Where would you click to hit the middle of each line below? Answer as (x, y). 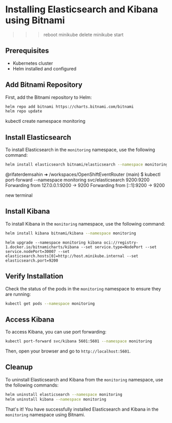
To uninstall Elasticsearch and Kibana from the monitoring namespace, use (84, 379)
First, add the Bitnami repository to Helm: (49, 97)
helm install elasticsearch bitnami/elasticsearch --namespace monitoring (87, 165)
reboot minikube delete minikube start (83, 34)
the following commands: (32, 385)
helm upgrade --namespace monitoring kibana (53, 243)
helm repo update (24, 112)
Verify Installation (34, 276)
